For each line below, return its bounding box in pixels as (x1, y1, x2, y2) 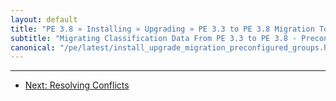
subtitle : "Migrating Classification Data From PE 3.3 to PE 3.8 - (10, 33, 298, 43)
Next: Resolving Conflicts (24, 79, 130, 91)
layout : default (10, 14, 78, 25)
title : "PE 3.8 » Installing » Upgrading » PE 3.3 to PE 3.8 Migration (10, 24, 315, 34)
